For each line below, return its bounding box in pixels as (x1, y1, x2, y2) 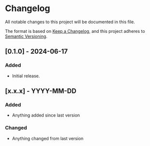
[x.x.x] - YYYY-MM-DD (5, 87, 76, 95)
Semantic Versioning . (5, 33, 47, 39)
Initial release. (12, 73, 40, 79)
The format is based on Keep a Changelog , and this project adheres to (5, 28, 145, 34)
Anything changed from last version (12, 135, 84, 141)
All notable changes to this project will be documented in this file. (5, 19, 135, 25)
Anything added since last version (12, 112, 80, 118)
